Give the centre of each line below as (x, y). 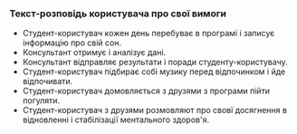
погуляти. (41, 100)
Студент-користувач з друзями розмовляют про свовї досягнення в (155, 110)
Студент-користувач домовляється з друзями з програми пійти (146, 91)
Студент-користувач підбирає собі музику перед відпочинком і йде (154, 72)
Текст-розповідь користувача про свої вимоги (118, 14)
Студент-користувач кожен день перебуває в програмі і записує (148, 33)
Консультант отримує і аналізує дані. (94, 53)
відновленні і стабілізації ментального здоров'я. (116, 120)
